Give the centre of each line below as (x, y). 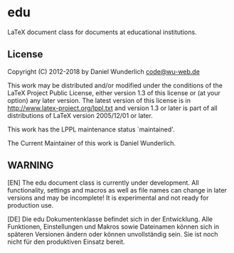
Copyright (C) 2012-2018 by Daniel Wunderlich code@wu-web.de (104, 71)
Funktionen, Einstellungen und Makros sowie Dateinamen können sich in (113, 226)
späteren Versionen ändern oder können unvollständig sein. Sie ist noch (113, 234)
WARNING (31, 165)
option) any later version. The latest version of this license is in (99, 100)
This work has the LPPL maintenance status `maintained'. (91, 129)
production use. (31, 205)
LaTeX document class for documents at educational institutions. (102, 32)
